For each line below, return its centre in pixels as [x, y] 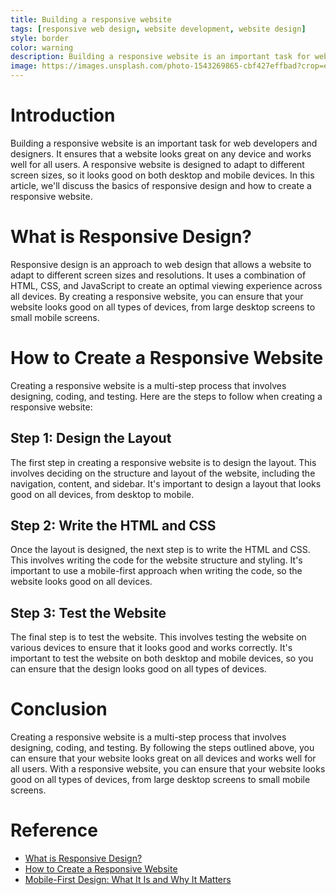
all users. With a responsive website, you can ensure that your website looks [168, 769]
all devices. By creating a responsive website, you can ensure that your [157, 296]
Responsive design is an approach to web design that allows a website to [161, 264]
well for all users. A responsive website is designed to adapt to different [157, 164]
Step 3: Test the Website [88, 612]
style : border [40, 38]
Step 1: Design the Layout [91, 438]
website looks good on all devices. [81, 582]
